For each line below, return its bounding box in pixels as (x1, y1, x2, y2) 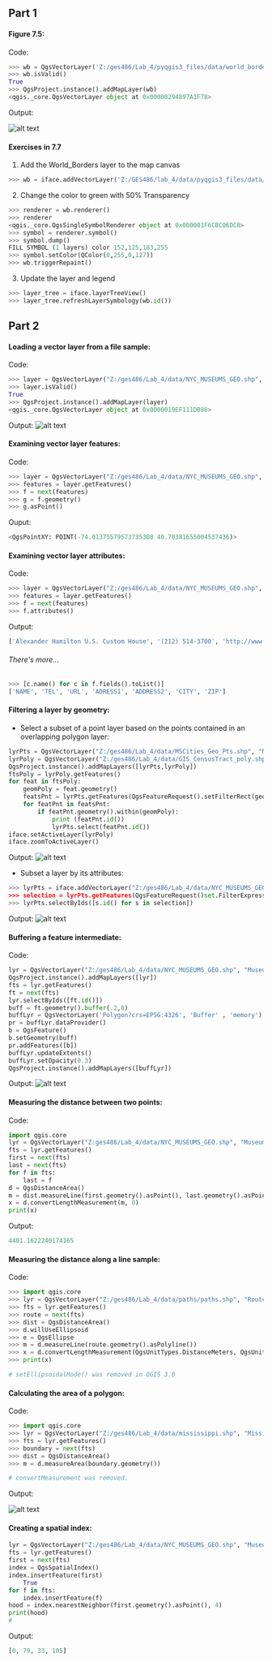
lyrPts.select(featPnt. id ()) (51, 822, 151, 831)
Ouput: (8, 517, 32, 527)
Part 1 (8, 6, 38, 20)
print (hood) (8, 1609, 49, 1617)
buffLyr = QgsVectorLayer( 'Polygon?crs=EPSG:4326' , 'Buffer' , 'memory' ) (8, 1011, 263, 1020)
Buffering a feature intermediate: (8, 932, 121, 942)
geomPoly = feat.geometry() (23, 785, 117, 793)
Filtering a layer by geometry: (8, 705, 110, 715)
